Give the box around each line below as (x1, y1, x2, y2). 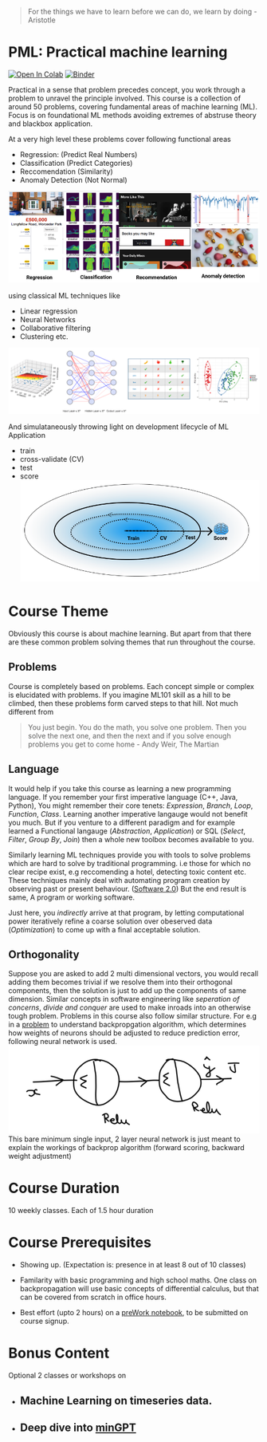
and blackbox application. (8, 119, 93, 128)
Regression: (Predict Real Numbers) (19, 149, 138, 159)
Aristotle (27, 15, 56, 25)
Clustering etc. (19, 332, 69, 341)
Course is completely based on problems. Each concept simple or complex (8, 681, 255, 691)
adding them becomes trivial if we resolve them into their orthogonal (8, 977, 233, 987)
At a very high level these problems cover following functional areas (8, 134, 231, 144)
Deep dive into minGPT (19, 1420, 137, 1434)
